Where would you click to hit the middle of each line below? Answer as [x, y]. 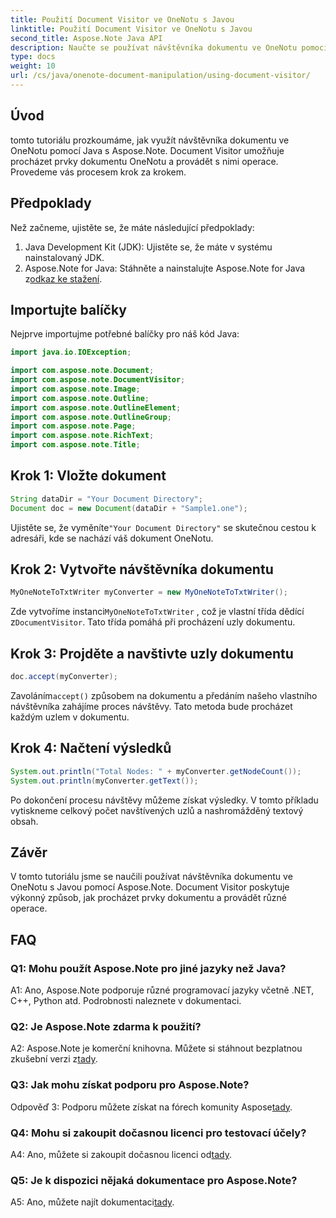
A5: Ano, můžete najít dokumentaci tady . [92, 1202]
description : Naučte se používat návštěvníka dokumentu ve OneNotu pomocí [169, 47]
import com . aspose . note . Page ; [73, 426]
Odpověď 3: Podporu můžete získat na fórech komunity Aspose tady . [151, 1107]
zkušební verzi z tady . [54, 1059]
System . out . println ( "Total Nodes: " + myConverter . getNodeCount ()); [156, 771]
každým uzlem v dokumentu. [70, 717]
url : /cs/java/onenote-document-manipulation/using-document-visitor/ [160, 76]
